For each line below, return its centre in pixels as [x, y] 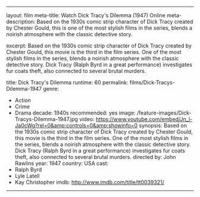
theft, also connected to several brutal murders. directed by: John [95, 157]
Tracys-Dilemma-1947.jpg [46, 119]
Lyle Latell [27, 176]
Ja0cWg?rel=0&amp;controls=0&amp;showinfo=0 [76, 125]
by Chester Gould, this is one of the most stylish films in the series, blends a [99, 28]
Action [23, 100]
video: [87, 119]
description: [21, 22]
